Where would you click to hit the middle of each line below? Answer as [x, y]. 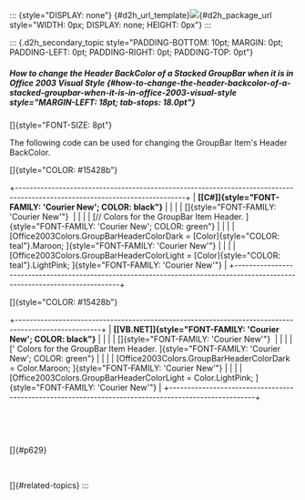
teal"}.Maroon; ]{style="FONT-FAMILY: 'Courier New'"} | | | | [123, 245]
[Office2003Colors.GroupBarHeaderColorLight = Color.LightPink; [132, 377]
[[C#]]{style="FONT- [238, 197]
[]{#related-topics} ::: [49, 485]
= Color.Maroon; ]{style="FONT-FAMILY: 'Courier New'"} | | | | [126, 368]
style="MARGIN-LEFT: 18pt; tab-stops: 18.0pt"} [102, 102]
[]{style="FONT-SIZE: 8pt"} [61, 125]
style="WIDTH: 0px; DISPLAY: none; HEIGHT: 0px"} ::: [111, 25]
